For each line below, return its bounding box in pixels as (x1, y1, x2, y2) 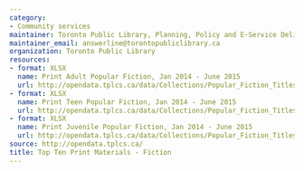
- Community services (9, 22, 91, 31)
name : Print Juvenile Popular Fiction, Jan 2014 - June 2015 (17, 123, 253, 132)
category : (9, 13, 47, 23)
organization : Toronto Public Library (9, 47, 156, 56)
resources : (9, 55, 51, 64)
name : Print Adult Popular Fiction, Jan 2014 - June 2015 (17, 72, 242, 81)
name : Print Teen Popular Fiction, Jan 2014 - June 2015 (17, 97, 237, 107)
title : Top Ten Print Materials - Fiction (9, 147, 172, 157)
